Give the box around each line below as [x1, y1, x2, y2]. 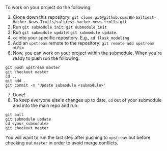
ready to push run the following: [12, 55, 80, 61]
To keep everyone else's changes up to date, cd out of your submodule [12, 97, 162, 103]
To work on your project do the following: [5, 5, 92, 10]
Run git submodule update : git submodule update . [12, 29, 118, 35]
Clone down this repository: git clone [12, 14, 93, 20]
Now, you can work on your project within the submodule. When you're [12, 50, 162, 56]
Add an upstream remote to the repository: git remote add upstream [12, 40, 154, 46]
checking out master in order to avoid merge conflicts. [5, 140, 119, 146]
